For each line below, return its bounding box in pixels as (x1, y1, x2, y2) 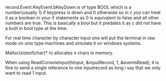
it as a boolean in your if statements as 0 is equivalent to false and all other (5, 15, 159, 20)
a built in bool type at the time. (5, 25, 68, 31)
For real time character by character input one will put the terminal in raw (5, 35, 155, 41)
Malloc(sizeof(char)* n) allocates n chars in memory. (5, 50, 113, 56)
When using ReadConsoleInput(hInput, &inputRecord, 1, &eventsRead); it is (5, 60, 159, 65)
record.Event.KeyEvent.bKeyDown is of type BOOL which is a (5, 4, 131, 10)
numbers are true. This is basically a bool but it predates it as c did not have (5, 20, 161, 26)
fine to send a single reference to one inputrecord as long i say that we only (5, 65, 161, 71)
